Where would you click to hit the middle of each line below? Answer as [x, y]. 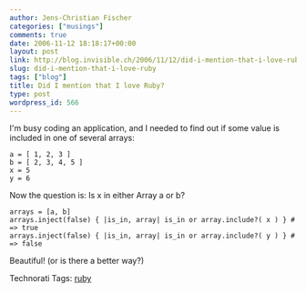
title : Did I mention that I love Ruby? [87, 86]
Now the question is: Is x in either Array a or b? [97, 196]
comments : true [38, 35]
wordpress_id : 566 [44, 102]
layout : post [34, 52]
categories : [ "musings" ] [56, 26]
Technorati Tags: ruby [51, 278]
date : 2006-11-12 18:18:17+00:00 [73, 43]
